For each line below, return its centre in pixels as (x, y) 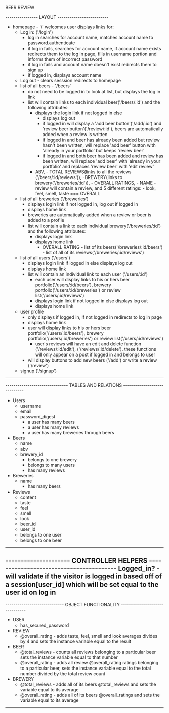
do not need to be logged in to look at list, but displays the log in (94, 91)
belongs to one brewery (52, 459)
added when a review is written (75, 134)
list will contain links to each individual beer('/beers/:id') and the (94, 102)
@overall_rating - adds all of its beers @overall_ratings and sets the (90, 695)
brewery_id (31, 454)
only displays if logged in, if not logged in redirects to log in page (95, 317)
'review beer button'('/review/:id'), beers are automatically (103, 129)
